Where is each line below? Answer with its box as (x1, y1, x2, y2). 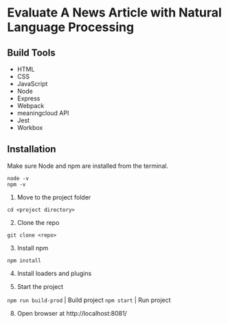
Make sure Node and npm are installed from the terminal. (7, 162, 169, 170)
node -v (7, 175, 30, 182)
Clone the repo (16, 218, 60, 226)
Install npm (16, 244, 49, 252)
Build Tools (7, 47, 56, 58)
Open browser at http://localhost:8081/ (16, 309, 127, 317)
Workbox (16, 124, 43, 131)
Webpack (16, 102, 45, 109)
